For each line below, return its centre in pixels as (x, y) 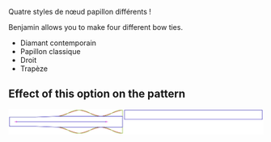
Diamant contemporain (58, 43)
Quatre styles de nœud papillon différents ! (80, 12)
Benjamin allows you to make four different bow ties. (96, 27)
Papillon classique (50, 51)
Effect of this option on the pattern (97, 94)
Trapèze (34, 69)
